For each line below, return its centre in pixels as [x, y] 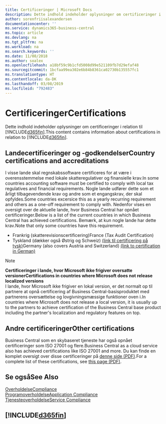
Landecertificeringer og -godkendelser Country [80, 153]
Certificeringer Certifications [66, 113]
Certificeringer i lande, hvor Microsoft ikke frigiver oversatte [69, 270]
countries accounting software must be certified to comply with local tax [80, 183]
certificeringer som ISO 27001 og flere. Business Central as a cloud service [82, 346]
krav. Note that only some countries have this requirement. [65, 226]
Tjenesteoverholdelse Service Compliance [48, 400]
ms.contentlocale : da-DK [31, 79]
